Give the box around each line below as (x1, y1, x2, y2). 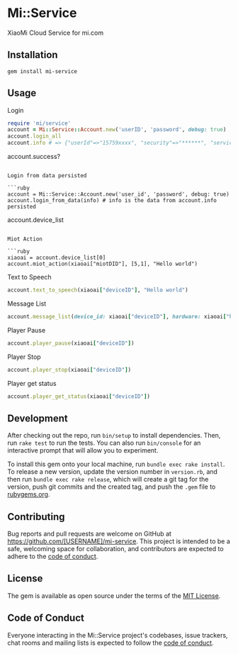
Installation (7, 49, 58, 61)
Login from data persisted (7, 172, 87, 179)
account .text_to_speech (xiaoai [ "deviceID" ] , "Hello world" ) (7, 287, 189, 294)
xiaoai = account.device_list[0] (7, 254, 106, 262)
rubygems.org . (7, 490, 50, 499)
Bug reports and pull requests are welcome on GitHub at (7, 530, 172, 538)
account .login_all (7, 133, 62, 140)
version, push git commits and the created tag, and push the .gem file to (7, 482, 216, 491)
